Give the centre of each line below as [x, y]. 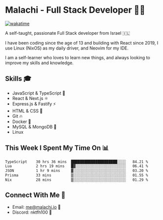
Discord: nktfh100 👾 [32, 212]
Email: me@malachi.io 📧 [37, 207]
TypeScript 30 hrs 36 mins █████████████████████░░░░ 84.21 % [77, 162]
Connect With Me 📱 [35, 195]
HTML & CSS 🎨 [27, 111]
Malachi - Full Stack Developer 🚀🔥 [75, 10]
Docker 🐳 [22, 122]
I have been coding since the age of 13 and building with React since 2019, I [82, 43]
